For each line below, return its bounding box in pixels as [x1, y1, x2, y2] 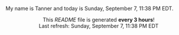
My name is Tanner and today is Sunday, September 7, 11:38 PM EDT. [5, 5, 174, 12]
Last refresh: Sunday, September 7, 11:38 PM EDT [38, 23, 159, 29]
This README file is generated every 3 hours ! [43, 16, 155, 23]
